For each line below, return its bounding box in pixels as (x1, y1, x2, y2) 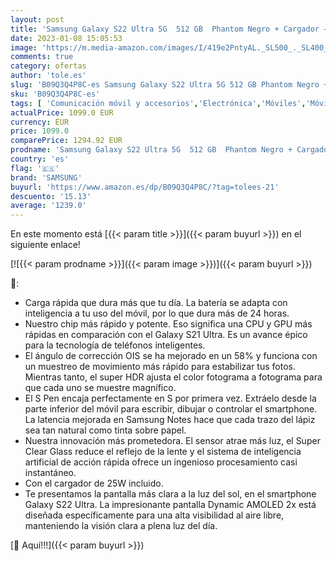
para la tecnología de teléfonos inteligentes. (24, 339, 206, 351)
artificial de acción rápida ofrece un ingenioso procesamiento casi (24, 456, 298, 468)
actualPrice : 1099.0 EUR (10, 107, 114, 118)
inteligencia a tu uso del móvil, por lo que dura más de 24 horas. (24, 307, 290, 320)
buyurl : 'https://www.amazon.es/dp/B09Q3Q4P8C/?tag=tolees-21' (10, 182, 280, 192)
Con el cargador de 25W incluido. (24, 477, 164, 490)
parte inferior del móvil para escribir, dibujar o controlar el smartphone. (24, 403, 318, 415)
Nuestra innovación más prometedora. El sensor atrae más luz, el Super (24, 435, 321, 447)
